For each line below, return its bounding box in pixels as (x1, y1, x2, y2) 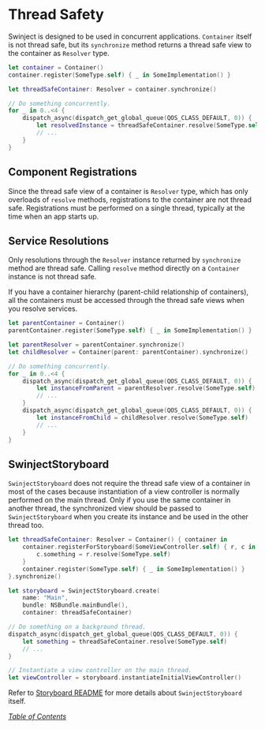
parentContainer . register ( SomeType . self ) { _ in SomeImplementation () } (8, 327, 252, 335)
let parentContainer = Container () (8, 320, 125, 327)
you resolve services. (8, 304, 78, 313)
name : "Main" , (22, 594, 69, 602)
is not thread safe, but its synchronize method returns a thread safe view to (8, 39, 252, 49)
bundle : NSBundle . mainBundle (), (22, 601, 129, 609)
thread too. (8, 521, 44, 530)
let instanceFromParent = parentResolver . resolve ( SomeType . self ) (36, 384, 256, 392)
